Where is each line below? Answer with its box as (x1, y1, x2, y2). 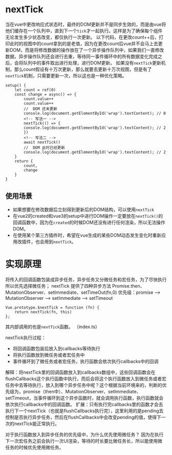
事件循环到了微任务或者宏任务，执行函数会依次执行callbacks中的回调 (12, 358, 159, 364)
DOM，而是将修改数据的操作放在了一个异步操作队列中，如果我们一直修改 (9, 47, 164, 53)
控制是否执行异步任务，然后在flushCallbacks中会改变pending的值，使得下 (5, 414, 161, 420)
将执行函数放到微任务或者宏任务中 (12, 352, 85, 358)
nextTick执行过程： (5, 334, 46, 340)
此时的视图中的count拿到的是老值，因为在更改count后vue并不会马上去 (9, 40, 159, 47)
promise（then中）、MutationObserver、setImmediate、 (23, 388, 141, 394)
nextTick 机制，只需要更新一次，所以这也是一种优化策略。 (5, 72, 127, 79)
